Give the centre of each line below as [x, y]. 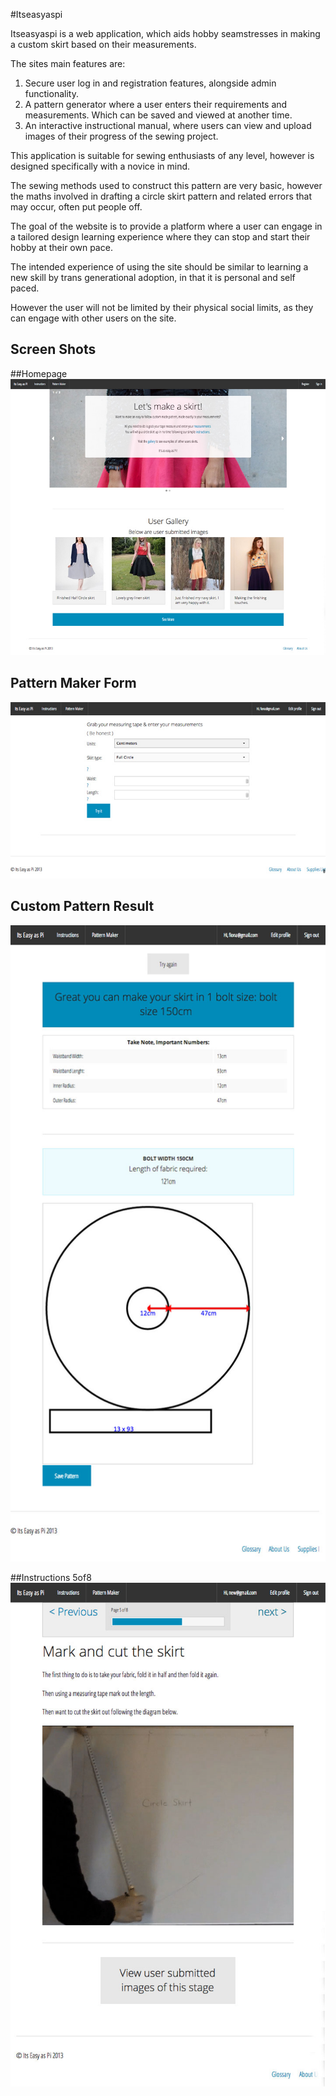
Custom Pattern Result [82, 906]
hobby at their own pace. [61, 247]
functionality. [51, 93]
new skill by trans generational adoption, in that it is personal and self [153, 277]
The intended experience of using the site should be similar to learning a [159, 267]
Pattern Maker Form [73, 683]
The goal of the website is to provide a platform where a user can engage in [166, 226]
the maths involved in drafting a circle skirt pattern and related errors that [161, 196]
